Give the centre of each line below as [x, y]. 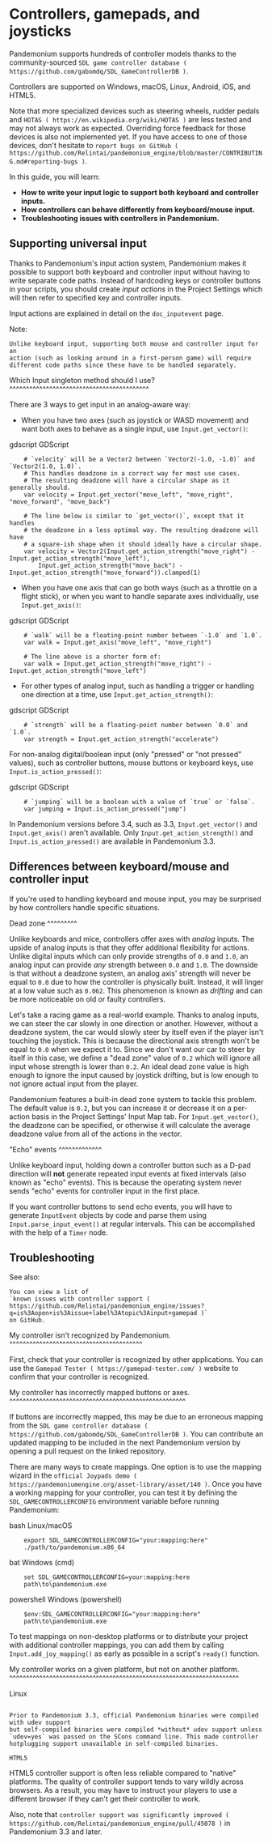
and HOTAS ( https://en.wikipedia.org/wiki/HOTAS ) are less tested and [130, 119]
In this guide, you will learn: [54, 177]
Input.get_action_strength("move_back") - [111, 565]
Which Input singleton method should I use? [82, 380]
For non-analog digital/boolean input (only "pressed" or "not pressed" [126, 754]
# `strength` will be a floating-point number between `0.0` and [136, 725]
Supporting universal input [78, 244]
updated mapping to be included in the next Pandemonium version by [125, 1443]
